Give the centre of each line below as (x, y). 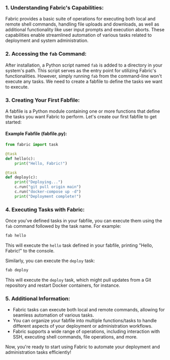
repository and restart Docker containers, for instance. (63, 285)
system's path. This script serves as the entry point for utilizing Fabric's (81, 70)
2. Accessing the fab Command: (46, 54)
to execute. (17, 87)
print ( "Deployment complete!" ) (48, 196)
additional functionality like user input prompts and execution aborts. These (85, 30)
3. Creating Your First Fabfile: (43, 100)
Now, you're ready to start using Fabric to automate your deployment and (83, 347)
